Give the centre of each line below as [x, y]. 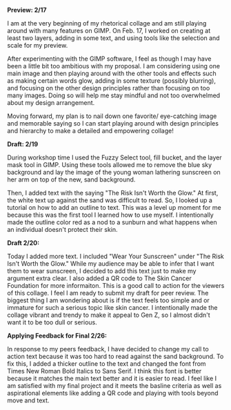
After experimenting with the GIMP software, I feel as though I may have [109, 59]
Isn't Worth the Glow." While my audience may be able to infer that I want [111, 264]
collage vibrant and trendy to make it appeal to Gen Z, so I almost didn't [109, 315]
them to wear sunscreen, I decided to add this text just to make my [102, 271]
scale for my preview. [38, 45]
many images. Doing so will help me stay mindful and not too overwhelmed [114, 95]
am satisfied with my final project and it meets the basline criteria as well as [114, 385]
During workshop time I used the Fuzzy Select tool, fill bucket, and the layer [114, 157]
